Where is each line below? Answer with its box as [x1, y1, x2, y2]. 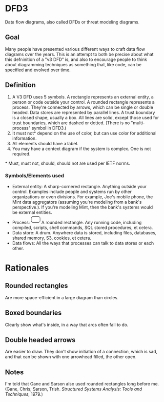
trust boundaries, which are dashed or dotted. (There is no [12, 120, 130, 126]
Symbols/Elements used [5, 172, 64, 179]
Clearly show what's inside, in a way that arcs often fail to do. [5, 322, 128, 327]
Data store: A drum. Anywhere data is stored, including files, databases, [12, 230, 157, 235]
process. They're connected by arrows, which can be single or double [12, 104, 154, 110]
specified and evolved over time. [5, 67, 71, 73]
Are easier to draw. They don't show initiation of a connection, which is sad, [5, 349, 158, 355]
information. [12, 135, 37, 141]
